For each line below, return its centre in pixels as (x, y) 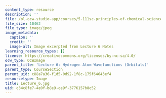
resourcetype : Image (26, 79)
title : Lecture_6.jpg (27, 83)
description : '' (22, 14)
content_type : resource (30, 10)
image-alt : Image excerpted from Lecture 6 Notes (62, 47)
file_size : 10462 (23, 24)
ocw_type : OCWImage (25, 60)
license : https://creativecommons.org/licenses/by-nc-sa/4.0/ (70, 56)
